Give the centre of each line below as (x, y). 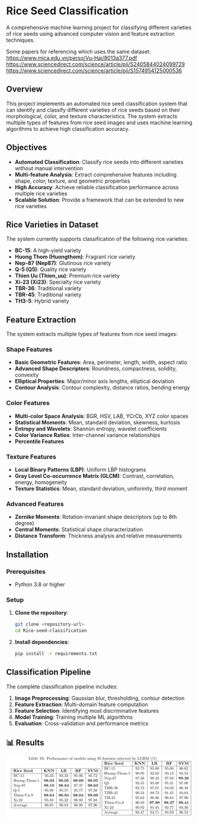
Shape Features (29, 350)
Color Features (28, 403)
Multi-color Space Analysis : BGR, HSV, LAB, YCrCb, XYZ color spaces (101, 416)
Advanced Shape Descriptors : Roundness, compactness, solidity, (96, 369)
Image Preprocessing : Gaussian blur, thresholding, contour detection (100, 698)
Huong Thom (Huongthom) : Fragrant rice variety (75, 257)
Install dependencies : (42, 642)
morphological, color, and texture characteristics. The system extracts (92, 116)
